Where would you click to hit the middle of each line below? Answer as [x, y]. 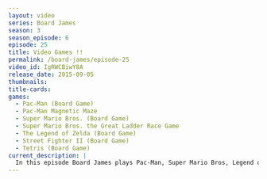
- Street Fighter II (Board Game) [72, 141]
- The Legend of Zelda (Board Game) [76, 133]
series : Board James [43, 23]
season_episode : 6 [39, 38]
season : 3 [25, 30]
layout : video [32, 15]
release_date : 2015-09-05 [51, 74]
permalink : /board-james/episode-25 [69, 60]
